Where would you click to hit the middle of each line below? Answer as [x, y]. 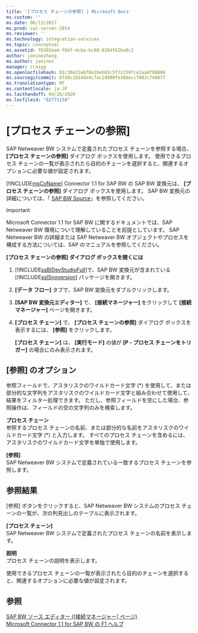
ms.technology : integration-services [53, 39]
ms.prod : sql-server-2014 [38, 28]
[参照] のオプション [41, 370]
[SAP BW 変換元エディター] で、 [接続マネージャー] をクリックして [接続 [103, 302]
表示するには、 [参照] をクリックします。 [65, 330]
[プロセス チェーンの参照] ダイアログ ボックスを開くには [75, 257]
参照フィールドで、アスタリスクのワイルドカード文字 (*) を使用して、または [99, 385]
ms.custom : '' [24, 17]
